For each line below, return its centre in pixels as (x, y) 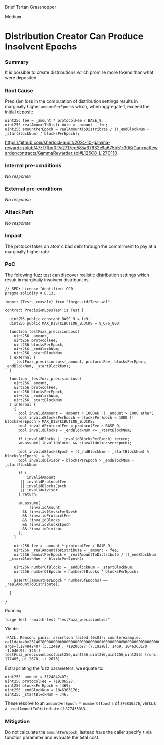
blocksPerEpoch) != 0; (28, 456)
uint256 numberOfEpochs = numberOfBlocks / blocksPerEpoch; (76, 572)
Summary (17, 62)
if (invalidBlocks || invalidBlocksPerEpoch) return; (74, 439)
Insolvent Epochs (41, 47)
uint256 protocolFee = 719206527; (40, 682)
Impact (14, 235)
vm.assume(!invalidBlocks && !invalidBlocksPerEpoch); (75, 443)
